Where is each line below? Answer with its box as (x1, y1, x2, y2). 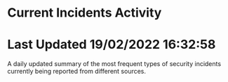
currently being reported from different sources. (7, 67, 146, 76)
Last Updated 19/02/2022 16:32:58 (7, 37, 216, 53)
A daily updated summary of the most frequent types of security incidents (7, 60, 222, 68)
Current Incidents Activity (7, 5, 162, 21)
